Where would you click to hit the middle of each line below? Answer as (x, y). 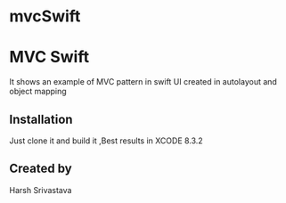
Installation (41, 119)
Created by (41, 169)
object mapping (38, 92)
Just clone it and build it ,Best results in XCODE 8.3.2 (106, 141)
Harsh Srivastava (41, 190)
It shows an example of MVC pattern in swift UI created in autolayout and (143, 82)
